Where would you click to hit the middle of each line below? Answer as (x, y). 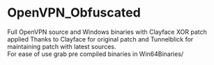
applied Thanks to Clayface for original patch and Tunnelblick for (100, 39)
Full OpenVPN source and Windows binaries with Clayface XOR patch (107, 32)
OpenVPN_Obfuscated (74, 13)
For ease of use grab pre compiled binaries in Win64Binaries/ (95, 54)
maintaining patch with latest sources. (62, 46)
